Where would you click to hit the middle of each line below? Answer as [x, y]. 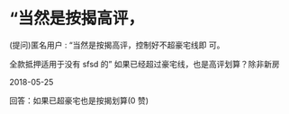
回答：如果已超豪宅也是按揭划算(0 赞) [79, 101]
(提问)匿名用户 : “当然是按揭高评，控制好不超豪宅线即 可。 [117, 45]
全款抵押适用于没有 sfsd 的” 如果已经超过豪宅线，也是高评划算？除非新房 [145, 64]
